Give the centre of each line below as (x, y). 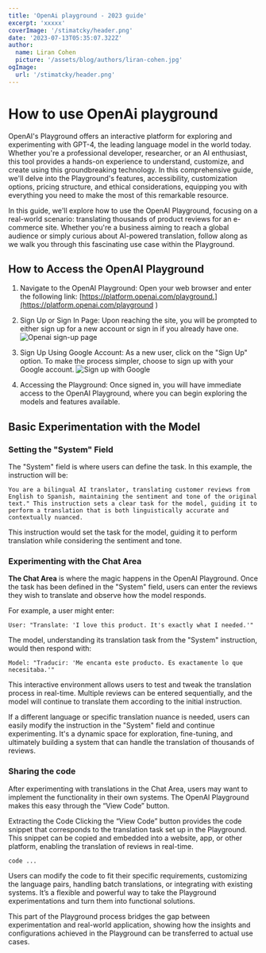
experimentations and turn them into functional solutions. (102, 901)
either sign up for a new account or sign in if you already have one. (129, 329)
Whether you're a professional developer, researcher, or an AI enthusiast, (128, 152)
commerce (26, 227)
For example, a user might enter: (62, 611)
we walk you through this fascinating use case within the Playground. (121, 244)
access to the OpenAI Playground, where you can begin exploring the (133, 393)
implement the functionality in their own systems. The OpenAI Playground (129, 797)
